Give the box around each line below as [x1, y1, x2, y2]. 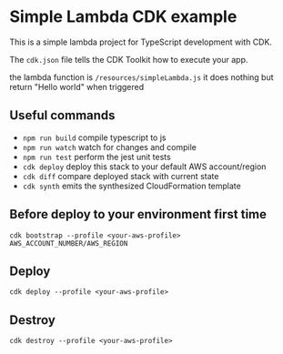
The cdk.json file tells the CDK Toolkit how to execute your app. [9, 54, 248, 65]
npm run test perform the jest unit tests [22, 151, 171, 162]
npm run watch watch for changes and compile [22, 141, 197, 152]
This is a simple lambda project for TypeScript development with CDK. [9, 36, 273, 47]
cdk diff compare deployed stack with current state [22, 170, 219, 181]
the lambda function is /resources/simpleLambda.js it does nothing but [9, 71, 275, 83]
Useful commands [9, 107, 116, 124]
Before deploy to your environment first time [9, 207, 267, 222]
